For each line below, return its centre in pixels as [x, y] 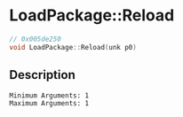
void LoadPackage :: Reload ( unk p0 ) [73, 47]
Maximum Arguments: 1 [49, 103]
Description [42, 75]
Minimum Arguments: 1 [49, 95]
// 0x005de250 [36, 39]
